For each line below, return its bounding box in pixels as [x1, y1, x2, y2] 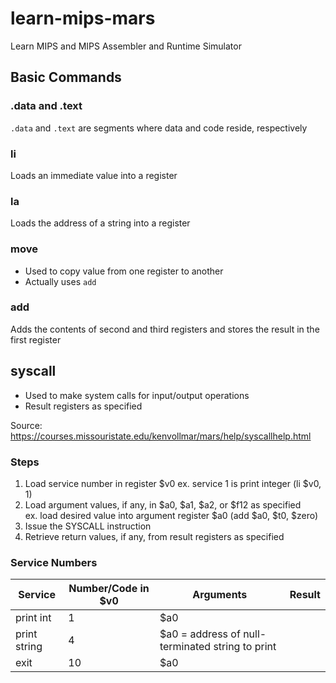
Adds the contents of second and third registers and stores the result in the [10, 323, 320, 335]
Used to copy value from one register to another [24, 265, 224, 277]
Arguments [192, 588, 248, 602]
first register [10, 333, 62, 346]
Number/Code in [68, 582, 150, 596]
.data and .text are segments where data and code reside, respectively [10, 122, 308, 134]
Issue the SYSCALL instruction [24, 520, 152, 532]
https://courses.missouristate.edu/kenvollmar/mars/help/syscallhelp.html [10, 430, 312, 442]
